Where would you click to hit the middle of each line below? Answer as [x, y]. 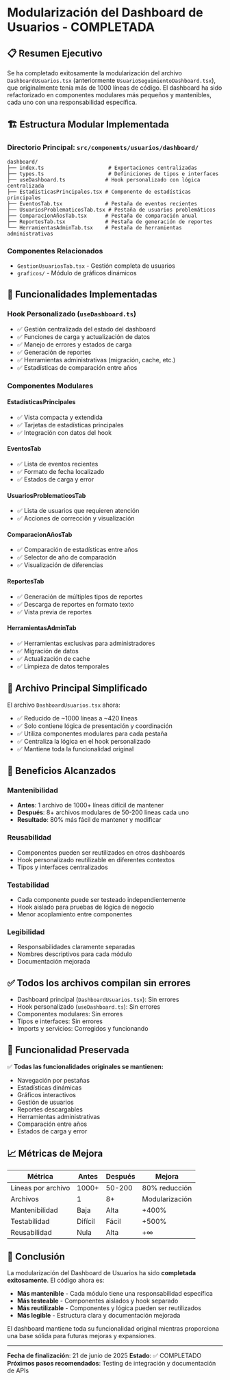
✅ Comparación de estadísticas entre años [77, 550]
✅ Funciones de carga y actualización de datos [84, 336]
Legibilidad [26, 931]
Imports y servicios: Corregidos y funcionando [82, 1029]
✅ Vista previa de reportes [54, 612]
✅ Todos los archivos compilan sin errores [99, 983]
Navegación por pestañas [53, 1080]
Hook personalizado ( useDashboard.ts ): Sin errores [89, 1007]
